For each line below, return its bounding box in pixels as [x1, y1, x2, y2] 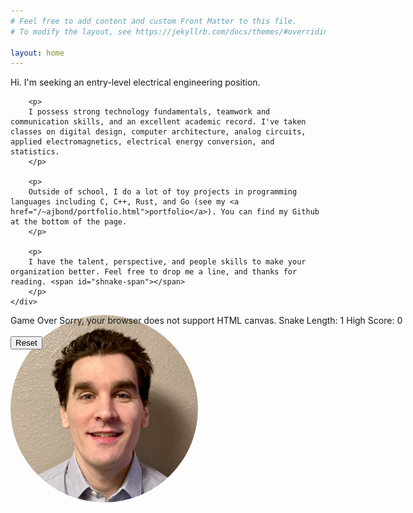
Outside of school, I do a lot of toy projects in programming [28, 187, 298, 197]
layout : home [10, 48, 65, 58]
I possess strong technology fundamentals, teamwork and [28, 107, 271, 117]
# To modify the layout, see [10, 26, 132, 37]
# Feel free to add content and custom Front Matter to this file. [10, 16, 298, 26]
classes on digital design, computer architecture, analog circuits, [10, 127, 307, 137]
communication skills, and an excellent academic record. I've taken [10, 117, 307, 127]
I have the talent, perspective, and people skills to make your [28, 257, 307, 267]
